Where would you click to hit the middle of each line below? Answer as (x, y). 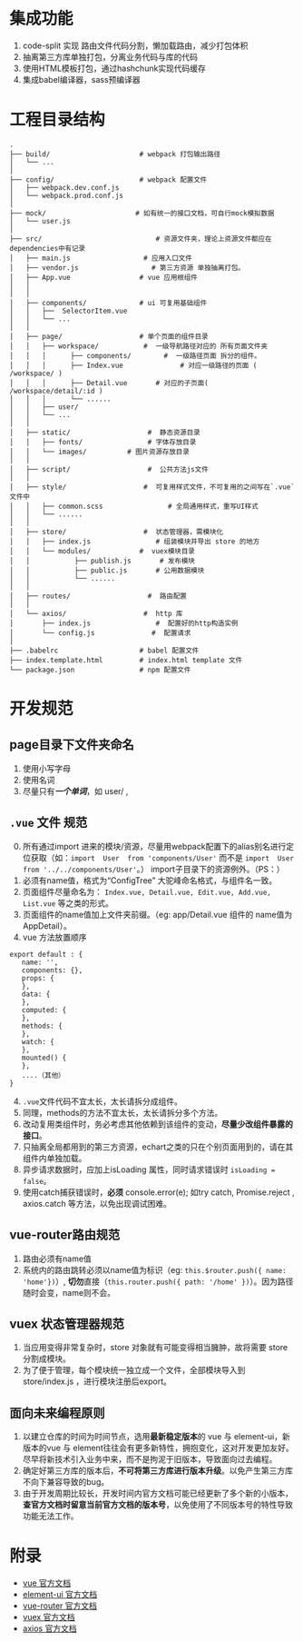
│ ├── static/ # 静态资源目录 (105, 433)
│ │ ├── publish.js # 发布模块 (102, 561)
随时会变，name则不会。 (69, 1292)
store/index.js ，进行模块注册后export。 (97, 1381)
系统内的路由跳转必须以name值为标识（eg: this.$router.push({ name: (155, 1269)
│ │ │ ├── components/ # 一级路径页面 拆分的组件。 (135, 355)
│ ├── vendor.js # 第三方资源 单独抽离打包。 (127, 268)
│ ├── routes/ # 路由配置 (98, 596)
